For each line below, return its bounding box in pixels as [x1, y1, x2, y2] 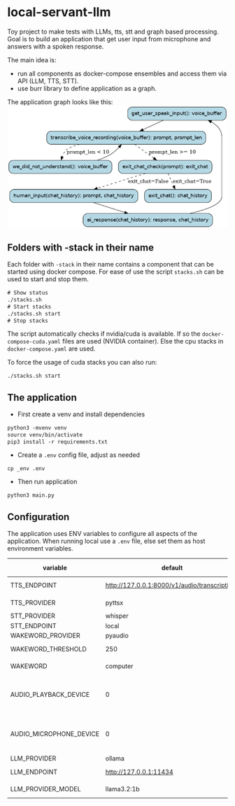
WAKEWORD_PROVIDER [10, 631, 80, 639]
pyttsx [105, 598, 124, 607]
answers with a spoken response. [7, 42, 104, 50]
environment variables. [7, 544, 73, 553]
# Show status [7, 290, 49, 297]
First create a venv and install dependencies [17, 410, 145, 418]
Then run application [17, 477, 78, 486]
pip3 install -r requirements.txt [7, 439, 108, 446]
